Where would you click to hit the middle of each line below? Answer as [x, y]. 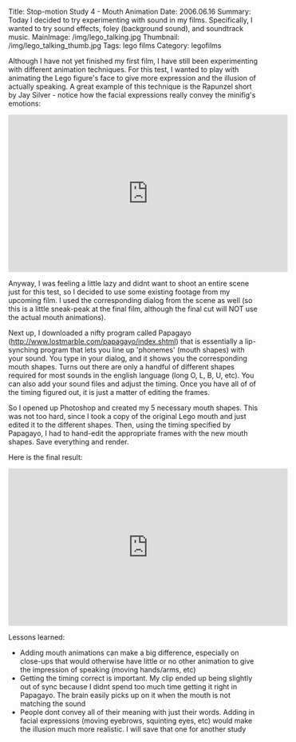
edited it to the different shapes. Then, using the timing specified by [120, 425]
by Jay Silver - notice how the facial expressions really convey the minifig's [132, 95]
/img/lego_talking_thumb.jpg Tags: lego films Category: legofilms [115, 46]
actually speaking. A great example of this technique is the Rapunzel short [130, 86]
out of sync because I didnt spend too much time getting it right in [128, 686]
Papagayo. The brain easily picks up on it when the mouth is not [125, 695]
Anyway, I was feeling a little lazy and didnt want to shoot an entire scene [129, 283]
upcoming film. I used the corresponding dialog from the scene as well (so [130, 300]
